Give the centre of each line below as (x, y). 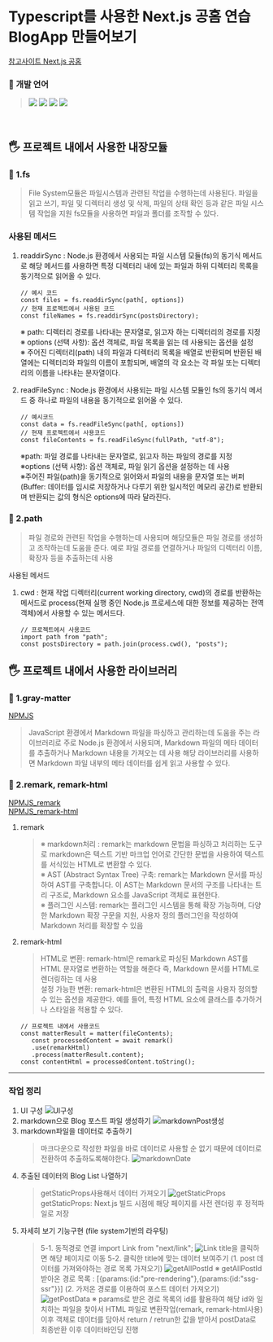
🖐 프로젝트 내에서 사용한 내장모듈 (88, 147)
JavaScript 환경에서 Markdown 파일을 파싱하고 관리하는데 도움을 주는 (140, 733)
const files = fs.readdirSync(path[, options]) (102, 300)
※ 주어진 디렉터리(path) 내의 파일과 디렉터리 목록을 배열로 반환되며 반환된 (136, 353)
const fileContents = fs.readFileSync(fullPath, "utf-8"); (122, 441)
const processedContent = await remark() (102, 1040)
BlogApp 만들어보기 (73, 37)
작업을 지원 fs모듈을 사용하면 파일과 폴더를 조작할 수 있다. (128, 213)
